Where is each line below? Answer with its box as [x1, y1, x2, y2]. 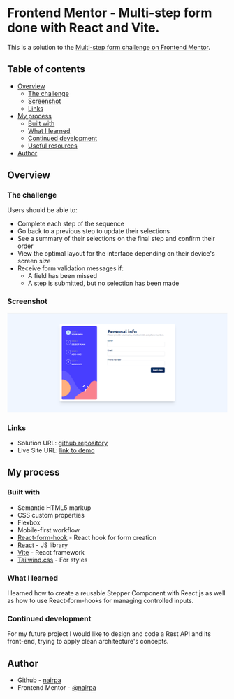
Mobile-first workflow [17, 525, 80, 534]
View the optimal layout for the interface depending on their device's [17, 249, 215, 258]
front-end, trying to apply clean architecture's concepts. [7, 637, 169, 646]
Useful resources [27, 141, 78, 150]
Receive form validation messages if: [17, 264, 124, 272]
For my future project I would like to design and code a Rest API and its [7, 630, 212, 638]
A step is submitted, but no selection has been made [27, 279, 180, 288]
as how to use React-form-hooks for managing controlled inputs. [7, 596, 194, 604]
